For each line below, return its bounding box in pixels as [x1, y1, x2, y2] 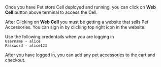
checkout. [5, 57, 26, 63]
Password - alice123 [5, 43, 48, 48]
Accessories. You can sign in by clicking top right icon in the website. [5, 24, 146, 30]
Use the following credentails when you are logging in [5, 34, 114, 39]
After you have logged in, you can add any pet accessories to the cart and [5, 52, 156, 58]
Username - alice [5, 39, 41, 44]
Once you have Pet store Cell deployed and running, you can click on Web [5, 4, 156, 10]
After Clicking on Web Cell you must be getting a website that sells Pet [5, 19, 149, 25]
